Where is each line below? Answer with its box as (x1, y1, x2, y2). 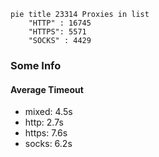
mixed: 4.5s (24, 106, 73, 118)
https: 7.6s (24, 127, 68, 139)
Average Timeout (10, 83, 84, 95)
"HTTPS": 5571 (28, 27, 87, 37)
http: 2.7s (24, 116, 64, 129)
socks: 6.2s (24, 138, 73, 150)
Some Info (10, 58, 62, 72)
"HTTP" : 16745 (28, 18, 92, 28)
